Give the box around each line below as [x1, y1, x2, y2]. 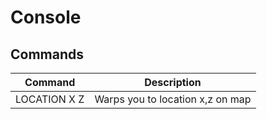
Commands [10, 46, 85, 63]
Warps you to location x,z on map [94, 92, 252, 106]
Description [144, 76, 202, 89]
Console [10, 6, 82, 29]
